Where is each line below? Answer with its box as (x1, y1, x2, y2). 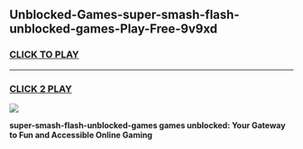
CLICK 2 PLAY (9, 82, 72, 95)
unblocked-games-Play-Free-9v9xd (9, 22, 218, 37)
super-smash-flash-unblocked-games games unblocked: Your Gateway (9, 119, 286, 130)
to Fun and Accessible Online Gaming (9, 129, 153, 140)
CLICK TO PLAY (9, 49, 79, 61)
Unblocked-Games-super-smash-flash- (9, 7, 240, 23)
